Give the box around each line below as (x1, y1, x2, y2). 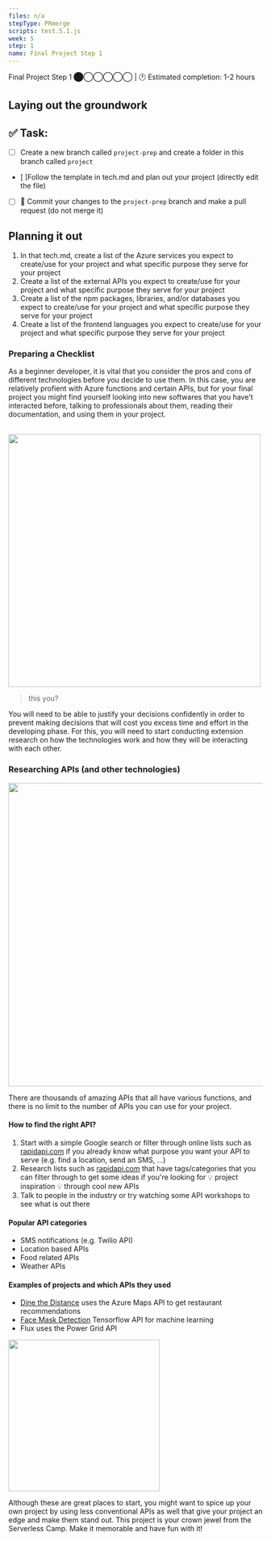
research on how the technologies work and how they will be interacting (8, 735, 248, 745)
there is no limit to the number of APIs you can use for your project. (8, 1101, 232, 1111)
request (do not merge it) (19, 205, 104, 215)
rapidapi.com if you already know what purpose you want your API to (19, 1146, 250, 1156)
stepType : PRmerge (8, 19, 70, 28)
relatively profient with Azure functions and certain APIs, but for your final (8, 383, 253, 393)
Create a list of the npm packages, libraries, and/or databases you (19, 294, 240, 303)
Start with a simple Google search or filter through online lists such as (19, 1137, 252, 1147)
